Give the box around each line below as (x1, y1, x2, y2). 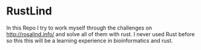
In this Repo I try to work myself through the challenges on (6, 24, 153, 31)
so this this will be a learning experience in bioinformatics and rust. (6, 37, 173, 44)
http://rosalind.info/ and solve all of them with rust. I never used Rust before (6, 30, 195, 37)
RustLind (6, 4, 53, 18)
